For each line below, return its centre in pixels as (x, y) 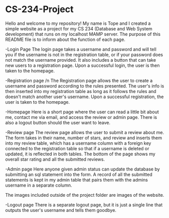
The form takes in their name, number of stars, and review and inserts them (84, 138)
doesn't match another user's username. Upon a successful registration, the (84, 97)
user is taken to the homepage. (38, 102)
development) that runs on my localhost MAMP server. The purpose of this (83, 34)
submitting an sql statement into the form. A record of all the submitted (79, 174)
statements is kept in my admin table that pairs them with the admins (77, 180)
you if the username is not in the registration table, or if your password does (84, 55)
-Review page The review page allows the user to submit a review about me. (85, 132)
